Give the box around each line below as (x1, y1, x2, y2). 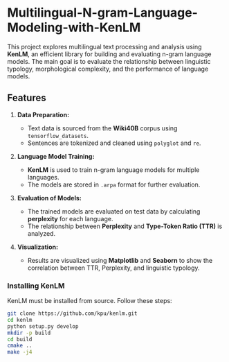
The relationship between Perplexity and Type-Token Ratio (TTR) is (27, 222, 223, 230)
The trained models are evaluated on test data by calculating (27, 207, 201, 216)
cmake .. (7, 342, 33, 350)
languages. (27, 173, 60, 181)
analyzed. (27, 229, 56, 237)
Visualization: (17, 243, 59, 251)
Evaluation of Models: (17, 193, 82, 202)
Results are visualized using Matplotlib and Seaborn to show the (27, 256, 213, 264)
